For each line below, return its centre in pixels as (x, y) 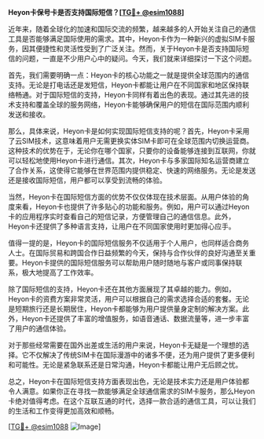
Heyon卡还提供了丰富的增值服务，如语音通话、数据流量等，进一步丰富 (136, 318)
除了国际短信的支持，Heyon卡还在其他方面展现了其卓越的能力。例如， (122, 289)
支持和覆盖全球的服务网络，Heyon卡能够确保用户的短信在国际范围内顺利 (132, 104)
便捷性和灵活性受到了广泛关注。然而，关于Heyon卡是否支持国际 (139, 49)
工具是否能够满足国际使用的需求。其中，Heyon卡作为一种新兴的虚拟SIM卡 (128, 39)
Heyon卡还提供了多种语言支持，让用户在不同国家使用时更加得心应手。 (122, 226)
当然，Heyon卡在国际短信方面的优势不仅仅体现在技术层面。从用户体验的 (125, 197)
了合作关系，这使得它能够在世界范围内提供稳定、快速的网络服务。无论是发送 (132, 170)
